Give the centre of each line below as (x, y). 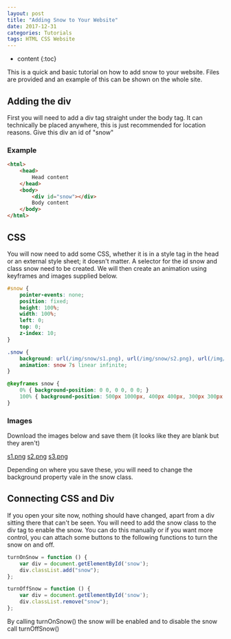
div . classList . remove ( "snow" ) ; (64, 602)
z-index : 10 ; (38, 334)
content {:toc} (37, 59)
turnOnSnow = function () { (47, 557)
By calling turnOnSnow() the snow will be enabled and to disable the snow (112, 621)
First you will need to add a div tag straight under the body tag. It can (105, 117)
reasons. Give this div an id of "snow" (60, 132)
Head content (51, 177)
